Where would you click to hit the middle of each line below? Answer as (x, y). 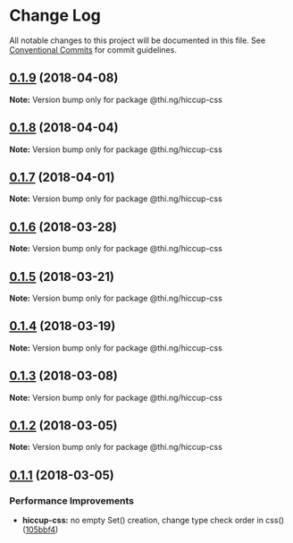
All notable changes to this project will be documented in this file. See (138, 40)
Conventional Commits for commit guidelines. (93, 49)
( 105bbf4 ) (40, 530)
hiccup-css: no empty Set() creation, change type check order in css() (153, 521)
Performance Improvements (72, 500)
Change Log (55, 16)
